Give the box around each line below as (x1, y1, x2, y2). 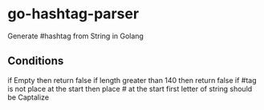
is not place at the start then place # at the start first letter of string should (7, 84, 253, 93)
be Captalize (7, 92, 50, 102)
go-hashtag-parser (7, 5, 140, 23)
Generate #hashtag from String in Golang (7, 31, 144, 41)
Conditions (7, 54, 64, 68)
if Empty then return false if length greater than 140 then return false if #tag (7, 75, 258, 84)
